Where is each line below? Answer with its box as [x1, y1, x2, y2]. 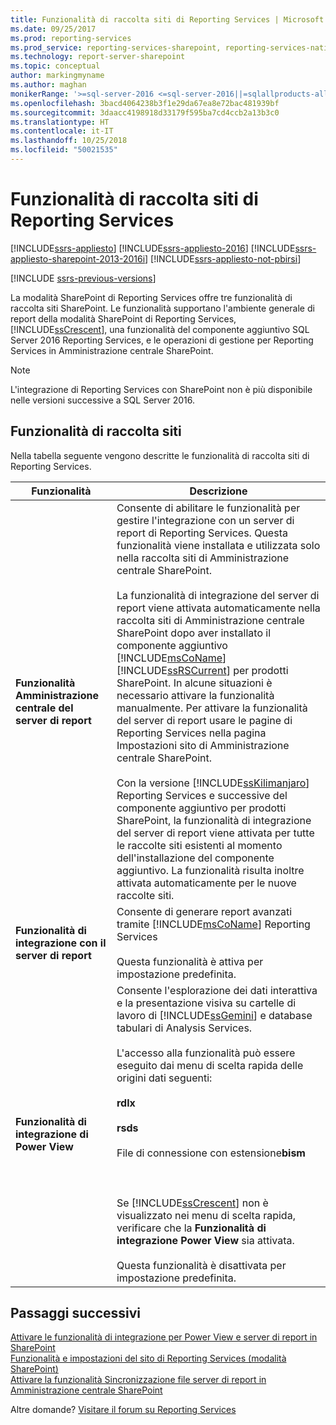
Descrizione [189, 484, 248, 498]
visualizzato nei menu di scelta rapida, [116, 1208, 296, 1222]
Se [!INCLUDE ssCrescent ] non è [116, 1196, 269, 1210]
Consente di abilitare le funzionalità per [116, 501, 301, 515]
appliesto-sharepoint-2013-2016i [10, 252, 146, 265]
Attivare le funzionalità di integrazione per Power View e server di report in [10, 1331, 318, 1343]
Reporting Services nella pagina [116, 726, 267, 740]
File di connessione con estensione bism [116, 1146, 306, 1160]
